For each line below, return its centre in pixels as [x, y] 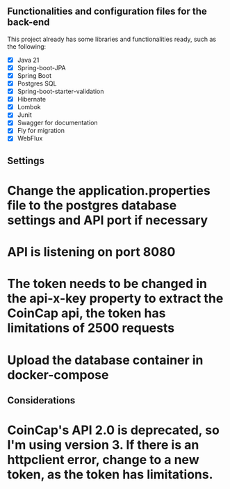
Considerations [41, 400]
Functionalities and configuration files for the [107, 11]
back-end [28, 23]
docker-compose [58, 375]
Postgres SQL [37, 83]
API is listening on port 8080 [91, 252]
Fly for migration [41, 131]
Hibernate [32, 99]
